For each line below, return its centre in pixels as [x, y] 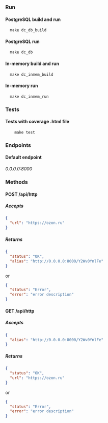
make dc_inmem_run [30, 96]
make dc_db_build [28, 30]
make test [25, 132]
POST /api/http [21, 194]
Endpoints [18, 145]
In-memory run [22, 86]
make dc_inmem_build [32, 74]
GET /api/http [20, 311]
